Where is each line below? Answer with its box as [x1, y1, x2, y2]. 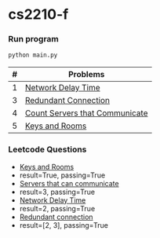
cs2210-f [8, 5, 69, 24]
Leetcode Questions [8, 144, 87, 155]
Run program [8, 34, 59, 45]
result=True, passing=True [19, 170, 106, 180]
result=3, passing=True [19, 187, 96, 196]
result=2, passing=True [19, 203, 96, 213]
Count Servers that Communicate [24, 108, 148, 119]
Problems [67, 69, 105, 80]
